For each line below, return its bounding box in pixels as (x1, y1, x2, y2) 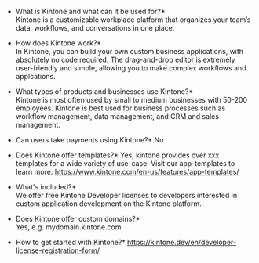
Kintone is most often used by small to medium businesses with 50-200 (15, 95, 248, 104)
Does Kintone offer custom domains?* (15, 214, 140, 223)
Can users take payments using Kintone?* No (15, 135, 164, 144)
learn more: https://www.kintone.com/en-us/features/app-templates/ (15, 168, 239, 176)
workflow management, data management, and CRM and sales (15, 112, 220, 121)
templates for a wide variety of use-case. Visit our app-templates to (15, 159, 235, 168)
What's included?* (15, 182, 77, 191)
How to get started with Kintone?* (15, 238, 126, 247)
